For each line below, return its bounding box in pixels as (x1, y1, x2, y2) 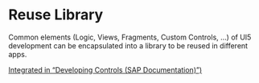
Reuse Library (8, 6, 104, 24)
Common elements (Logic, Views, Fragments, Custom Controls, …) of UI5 (8, 32, 252, 42)
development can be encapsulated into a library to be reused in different (8, 40, 248, 50)
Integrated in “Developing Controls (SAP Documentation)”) (8, 64, 203, 74)
